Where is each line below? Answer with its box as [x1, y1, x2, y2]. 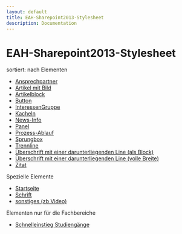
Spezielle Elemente [6, 173, 54, 180]
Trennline [15, 142, 39, 149]
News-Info [15, 116, 42, 124]
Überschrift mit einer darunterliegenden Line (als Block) [15, 149, 154, 156]
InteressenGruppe [15, 103, 60, 111]
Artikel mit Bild [15, 84, 51, 91]
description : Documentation [6, 20, 77, 26]
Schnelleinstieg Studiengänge [15, 221, 89, 229]
